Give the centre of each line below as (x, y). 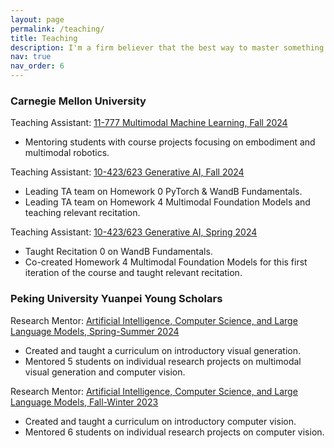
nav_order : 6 (37, 66)
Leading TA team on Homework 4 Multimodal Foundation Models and (167, 202)
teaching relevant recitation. (82, 213)
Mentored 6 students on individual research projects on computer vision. (174, 432)
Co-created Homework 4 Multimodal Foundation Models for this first (166, 262)
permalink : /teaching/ (57, 29)
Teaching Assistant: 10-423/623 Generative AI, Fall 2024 (127, 172)
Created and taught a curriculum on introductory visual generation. (163, 350)
